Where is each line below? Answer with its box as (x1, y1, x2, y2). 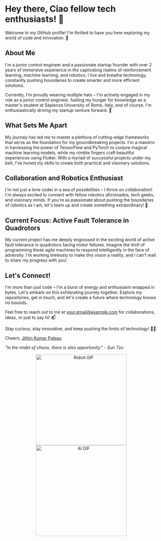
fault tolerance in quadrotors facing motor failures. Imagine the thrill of (5, 242, 145, 248)
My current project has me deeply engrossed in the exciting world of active (5, 237, 155, 243)
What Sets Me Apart (5, 121, 68, 129)
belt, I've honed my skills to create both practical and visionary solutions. (5, 160, 150, 166)
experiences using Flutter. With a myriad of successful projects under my (5, 155, 151, 160)
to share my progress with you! (5, 257, 67, 263)
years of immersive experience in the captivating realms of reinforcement (5, 67, 151, 73)
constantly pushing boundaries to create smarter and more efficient (5, 77, 140, 83)
